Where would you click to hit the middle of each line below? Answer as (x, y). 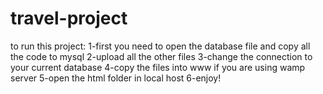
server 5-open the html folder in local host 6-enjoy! (116, 78)
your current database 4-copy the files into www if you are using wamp (158, 67)
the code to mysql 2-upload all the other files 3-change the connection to (161, 56)
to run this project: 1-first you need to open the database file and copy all (160, 46)
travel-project (69, 18)
